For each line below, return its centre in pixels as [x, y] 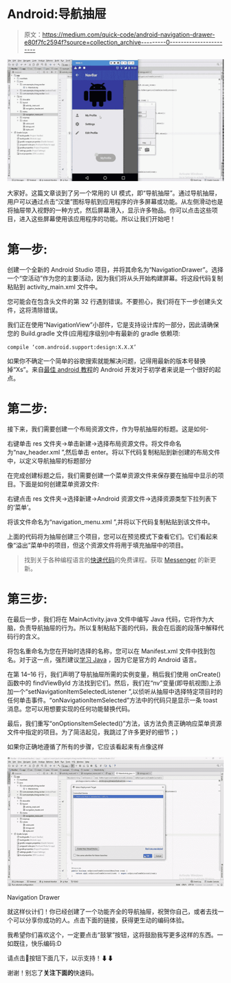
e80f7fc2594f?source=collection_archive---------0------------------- [123, 42]
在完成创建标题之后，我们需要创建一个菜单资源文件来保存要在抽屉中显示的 [112, 475]
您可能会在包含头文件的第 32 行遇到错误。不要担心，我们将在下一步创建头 [112, 302]
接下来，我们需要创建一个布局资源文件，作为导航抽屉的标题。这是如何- [108, 429]
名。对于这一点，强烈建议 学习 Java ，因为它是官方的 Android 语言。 [104, 660]
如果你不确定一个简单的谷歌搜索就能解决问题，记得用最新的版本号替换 [107, 361]
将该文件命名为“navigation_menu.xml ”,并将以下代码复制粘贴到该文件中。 [111, 522]
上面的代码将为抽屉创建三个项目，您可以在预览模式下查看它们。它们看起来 [112, 537]
